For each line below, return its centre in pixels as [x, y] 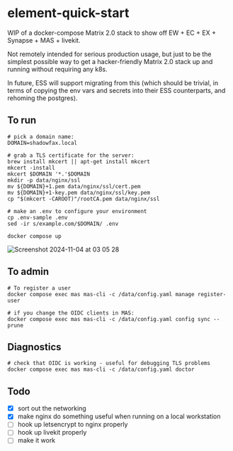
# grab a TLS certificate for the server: [71, 155]
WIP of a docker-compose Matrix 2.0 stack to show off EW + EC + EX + [112, 33]
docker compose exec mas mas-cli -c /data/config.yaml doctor [101, 370]
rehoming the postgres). [42, 98]
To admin [28, 272]
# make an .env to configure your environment [77, 211]
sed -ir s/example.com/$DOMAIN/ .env [63, 224]
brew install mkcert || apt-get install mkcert [79, 161]
